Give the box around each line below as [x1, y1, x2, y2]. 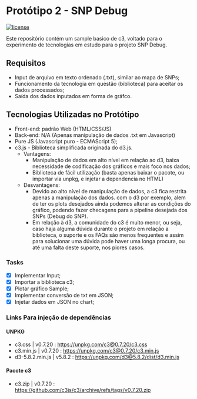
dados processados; [14, 86, 65, 93]
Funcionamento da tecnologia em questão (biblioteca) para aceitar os [14, 80, 183, 87]
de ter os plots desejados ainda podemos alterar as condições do [32, 200, 191, 207]
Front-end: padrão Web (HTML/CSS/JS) [14, 125, 112, 132]
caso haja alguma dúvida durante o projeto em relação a [32, 225, 169, 232]
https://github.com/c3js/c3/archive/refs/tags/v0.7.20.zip [14, 386, 151, 393]
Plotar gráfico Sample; [14, 285, 69, 292]
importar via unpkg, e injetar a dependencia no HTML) [32, 175, 163, 182]
